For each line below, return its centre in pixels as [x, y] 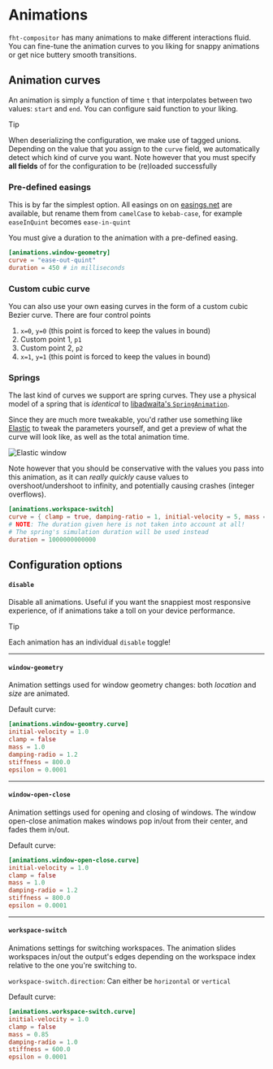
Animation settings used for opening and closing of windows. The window [132, 812]
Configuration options [66, 565]
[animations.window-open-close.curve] [74, 860]
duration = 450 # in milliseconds [67, 267]
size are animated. [39, 693]
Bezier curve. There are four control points [80, 315]
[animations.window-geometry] [60, 253]
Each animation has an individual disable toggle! [89, 642]
